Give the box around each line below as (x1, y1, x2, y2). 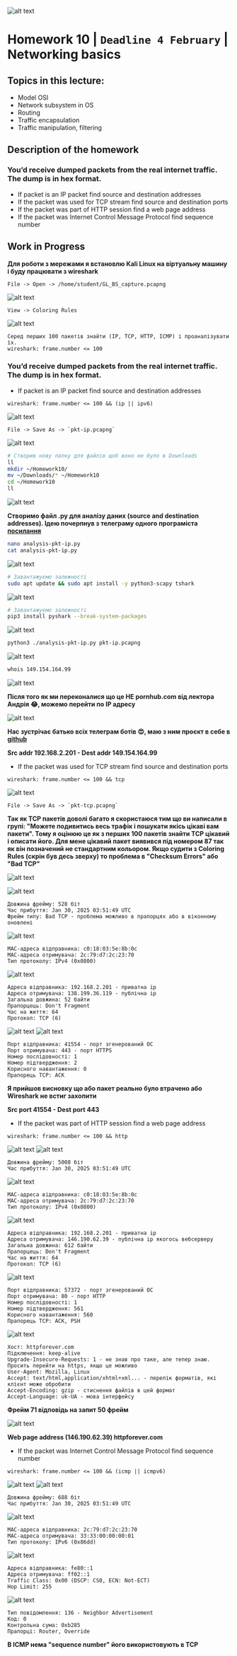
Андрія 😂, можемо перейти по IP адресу (7, 700, 136, 709)
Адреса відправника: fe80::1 (7, 1565, 93, 1572)
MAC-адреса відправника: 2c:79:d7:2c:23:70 (7, 1527, 138, 1534)
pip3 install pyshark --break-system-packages (7, 613, 147, 620)
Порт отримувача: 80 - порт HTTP (7, 1293, 106, 1300)
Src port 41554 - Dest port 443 (7, 1106, 100, 1114)
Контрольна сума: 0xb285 (7, 1622, 81, 1629)
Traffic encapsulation (17, 116, 80, 124)
